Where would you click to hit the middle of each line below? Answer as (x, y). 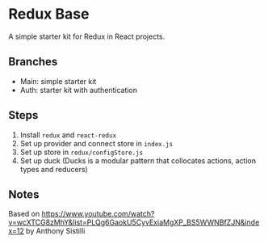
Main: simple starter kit (58, 81)
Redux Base (49, 14)
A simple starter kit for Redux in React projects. (87, 36)
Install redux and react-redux (68, 135)
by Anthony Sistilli (55, 231)
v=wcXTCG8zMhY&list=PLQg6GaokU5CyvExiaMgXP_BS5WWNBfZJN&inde (134, 222)
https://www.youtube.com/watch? (98, 214)
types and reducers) (54, 169)
